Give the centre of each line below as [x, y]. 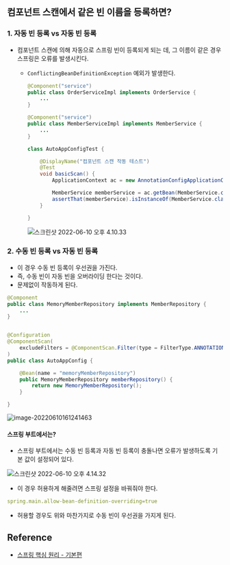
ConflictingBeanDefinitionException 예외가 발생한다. [101, 73]
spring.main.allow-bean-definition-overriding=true [82, 502]
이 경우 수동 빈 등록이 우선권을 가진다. [67, 267]
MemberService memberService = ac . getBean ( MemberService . [136, 193]
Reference [30, 537]
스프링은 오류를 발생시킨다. [53, 58]
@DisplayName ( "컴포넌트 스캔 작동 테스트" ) [95, 161]
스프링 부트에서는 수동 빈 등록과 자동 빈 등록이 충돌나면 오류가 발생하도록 [114, 450]
